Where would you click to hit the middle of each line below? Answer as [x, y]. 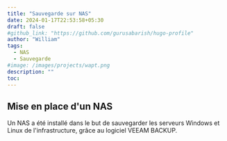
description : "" [31, 72]
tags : [15, 46]
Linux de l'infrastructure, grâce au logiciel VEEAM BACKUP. [92, 131]
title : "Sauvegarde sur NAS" [49, 14]
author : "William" [34, 40]
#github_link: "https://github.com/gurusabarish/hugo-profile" [101, 33]
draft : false [26, 26]
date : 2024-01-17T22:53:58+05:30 [56, 20]
